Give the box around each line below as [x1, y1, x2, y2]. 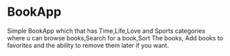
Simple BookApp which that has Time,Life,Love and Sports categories [7, 27, 205, 35]
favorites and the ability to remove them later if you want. [7, 41, 169, 49]
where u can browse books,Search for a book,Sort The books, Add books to [7, 33, 224, 42]
